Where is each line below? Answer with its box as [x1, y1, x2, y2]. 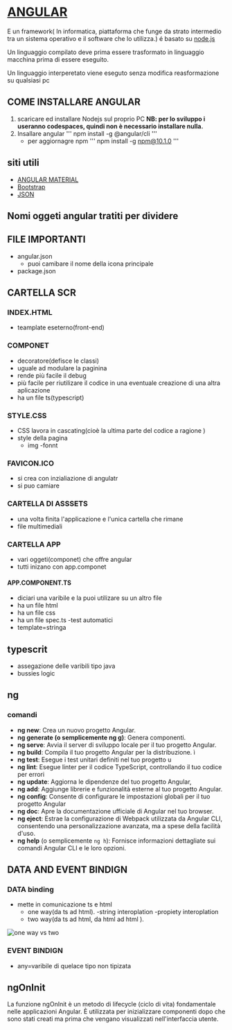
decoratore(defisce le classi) [17, 357, 99, 365]
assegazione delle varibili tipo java [17, 662, 116, 670]
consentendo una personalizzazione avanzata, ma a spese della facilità [17, 821, 221, 830]
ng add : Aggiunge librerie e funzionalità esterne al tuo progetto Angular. [17, 784, 223, 793]
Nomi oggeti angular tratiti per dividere [7, 209, 179, 222]
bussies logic [17, 669, 55, 677]
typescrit [7, 643, 48, 655]
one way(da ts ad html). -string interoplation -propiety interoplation [27, 908, 219, 916]
